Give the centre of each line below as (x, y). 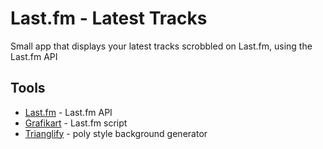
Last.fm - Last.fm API (68, 112)
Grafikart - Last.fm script (76, 123)
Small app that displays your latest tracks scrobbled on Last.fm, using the (161, 46)
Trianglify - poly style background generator (116, 133)
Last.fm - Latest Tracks (109, 18)
